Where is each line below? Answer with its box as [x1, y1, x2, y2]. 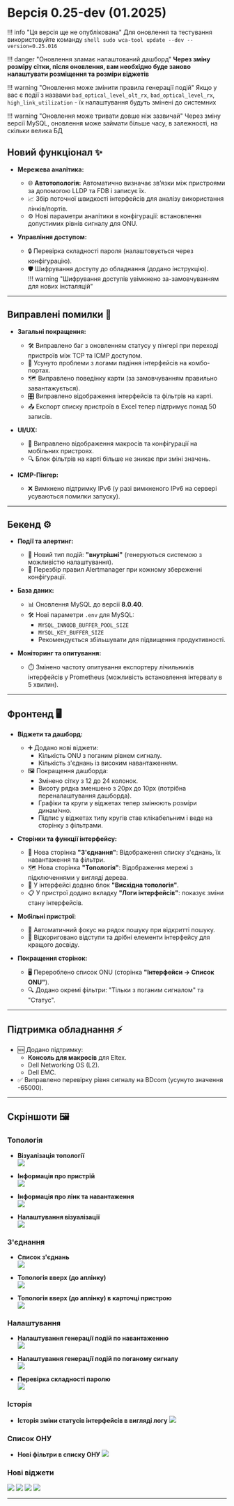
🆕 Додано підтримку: [17, 1046, 84, 1054]
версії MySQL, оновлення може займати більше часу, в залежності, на [7, 119, 218, 127]
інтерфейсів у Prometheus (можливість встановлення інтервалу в [27, 673, 223, 681]
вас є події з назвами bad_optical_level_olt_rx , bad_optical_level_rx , [7, 91, 215, 99]
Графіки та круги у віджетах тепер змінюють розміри [38, 799, 197, 807]
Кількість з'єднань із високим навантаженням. [38, 759, 178, 768]
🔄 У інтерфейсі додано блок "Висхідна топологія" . [27, 881, 179, 890]
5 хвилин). [27, 680, 59, 689]
